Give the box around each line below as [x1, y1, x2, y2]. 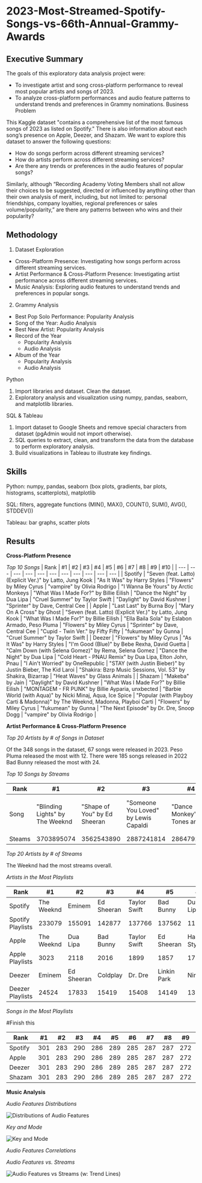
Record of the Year [14, 332, 62, 339]
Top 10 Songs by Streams [6, 770, 70, 778]
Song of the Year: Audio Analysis [14, 319, 97, 326]
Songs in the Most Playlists [6, 1008, 73, 1015]
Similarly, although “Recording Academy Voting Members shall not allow [6, 181, 185, 187]
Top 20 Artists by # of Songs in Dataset [6, 734, 104, 741]
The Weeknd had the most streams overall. [6, 862, 113, 869]
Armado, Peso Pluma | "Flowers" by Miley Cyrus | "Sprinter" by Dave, [6, 622, 179, 629]
